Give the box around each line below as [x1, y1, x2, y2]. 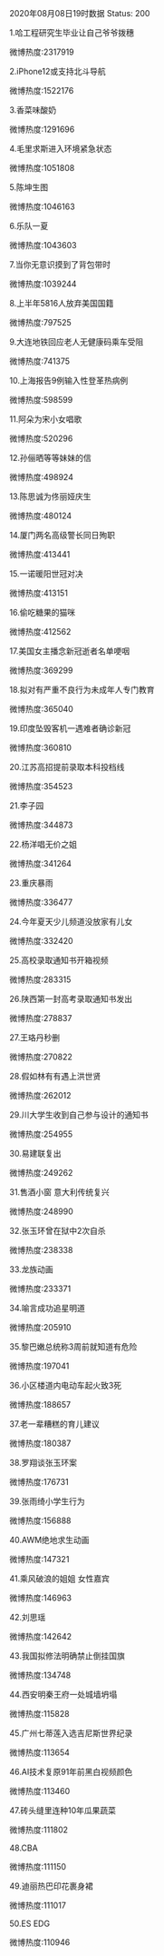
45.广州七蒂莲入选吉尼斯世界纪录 [9, 1728, 133, 1739]
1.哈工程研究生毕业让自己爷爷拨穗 [9, 27, 134, 38]
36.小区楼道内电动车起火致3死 [9, 1380, 122, 1390]
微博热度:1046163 [9, 201, 75, 212]
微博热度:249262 [9, 1168, 73, 1178]
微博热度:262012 [9, 1090, 72, 1100]
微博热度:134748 [9, 1670, 72, 1680]
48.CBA [9, 1842, 38, 1853]
